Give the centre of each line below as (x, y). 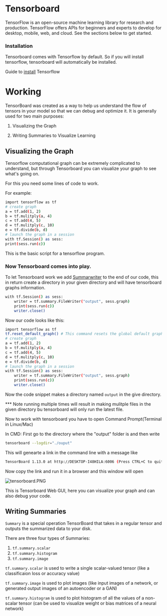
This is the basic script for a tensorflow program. (55, 253)
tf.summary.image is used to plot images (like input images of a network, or (82, 583)
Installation (19, 46)
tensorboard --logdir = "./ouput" (39, 443)
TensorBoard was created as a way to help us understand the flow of (76, 106)
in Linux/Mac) (19, 424)
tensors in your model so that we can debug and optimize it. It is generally (81, 111)
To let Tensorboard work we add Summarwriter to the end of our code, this (82, 277)
